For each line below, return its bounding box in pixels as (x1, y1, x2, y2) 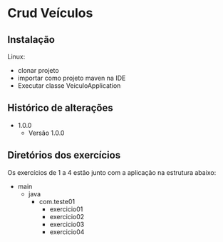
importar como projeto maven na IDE (17, 74, 126, 82)
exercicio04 (49, 227, 85, 236)
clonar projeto (17, 66, 59, 74)
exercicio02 (49, 212, 85, 221)
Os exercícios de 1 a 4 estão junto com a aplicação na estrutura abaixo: (7, 168, 217, 176)
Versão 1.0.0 (28, 128, 65, 137)
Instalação (7, 34, 56, 46)
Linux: (7, 52, 26, 61)
